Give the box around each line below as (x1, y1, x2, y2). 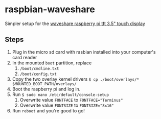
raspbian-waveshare (5, 4, 95, 15)
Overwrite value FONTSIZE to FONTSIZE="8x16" (19, 102, 114, 108)
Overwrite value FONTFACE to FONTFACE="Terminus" (19, 97, 123, 103)
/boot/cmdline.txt (19, 66, 59, 71)
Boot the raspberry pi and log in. (12, 86, 81, 92)
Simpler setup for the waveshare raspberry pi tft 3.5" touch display (5, 20, 145, 27)
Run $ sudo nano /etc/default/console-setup (12, 91, 109, 98)
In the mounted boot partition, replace (12, 60, 92, 66)
